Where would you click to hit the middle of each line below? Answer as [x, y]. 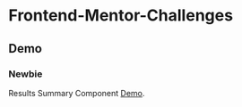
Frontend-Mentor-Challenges [121, 16]
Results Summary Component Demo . [77, 93]
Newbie [26, 74]
